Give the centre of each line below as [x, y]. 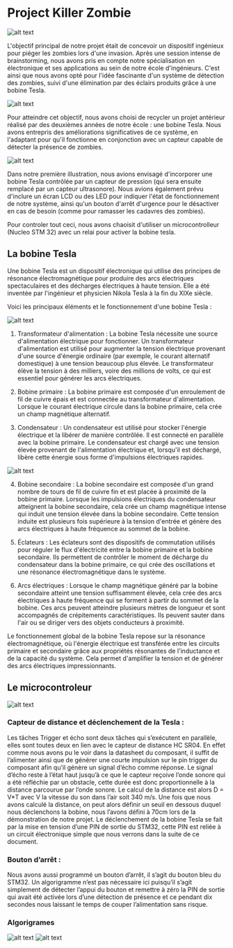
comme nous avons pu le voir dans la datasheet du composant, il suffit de [113, 753]
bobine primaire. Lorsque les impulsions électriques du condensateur [116, 499]
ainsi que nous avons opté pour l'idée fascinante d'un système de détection [116, 75]
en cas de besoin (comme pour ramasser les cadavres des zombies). [106, 211]
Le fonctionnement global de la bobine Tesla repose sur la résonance [106, 636]
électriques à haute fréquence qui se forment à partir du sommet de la [118, 600]
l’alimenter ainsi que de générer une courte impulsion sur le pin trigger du [112, 760]
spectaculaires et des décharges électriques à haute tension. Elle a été [109, 286]
